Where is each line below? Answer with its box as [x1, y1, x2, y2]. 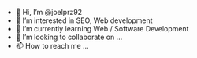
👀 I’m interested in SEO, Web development [15, 16, 153, 25]
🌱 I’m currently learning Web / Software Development [15, 24, 189, 33]
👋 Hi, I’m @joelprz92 [15, 8, 83, 16]
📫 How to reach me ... [15, 42, 89, 50]
